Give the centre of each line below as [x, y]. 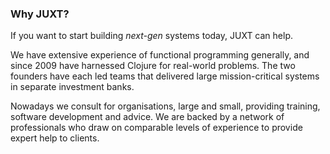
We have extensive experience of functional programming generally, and [160, 55]
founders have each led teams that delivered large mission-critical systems [165, 76]
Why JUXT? [40, 14]
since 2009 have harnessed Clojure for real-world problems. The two [153, 66]
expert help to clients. [55, 138]
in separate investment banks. [72, 87]
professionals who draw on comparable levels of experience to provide [156, 128]
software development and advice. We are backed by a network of [147, 117]
